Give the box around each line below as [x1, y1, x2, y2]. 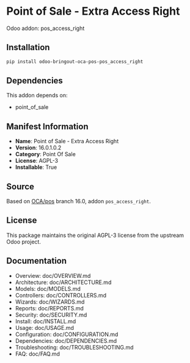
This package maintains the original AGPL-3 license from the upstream [6, 231, 185, 239]
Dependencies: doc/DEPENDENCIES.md [15, 337, 117, 344]
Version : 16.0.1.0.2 [15, 144, 62, 151]
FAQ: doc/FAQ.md [15, 350, 60, 357]
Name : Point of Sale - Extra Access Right [15, 138, 119, 145]
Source [6, 181, 35, 192]
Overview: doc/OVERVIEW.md [15, 272, 91, 279]
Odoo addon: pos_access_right [6, 24, 85, 32]
